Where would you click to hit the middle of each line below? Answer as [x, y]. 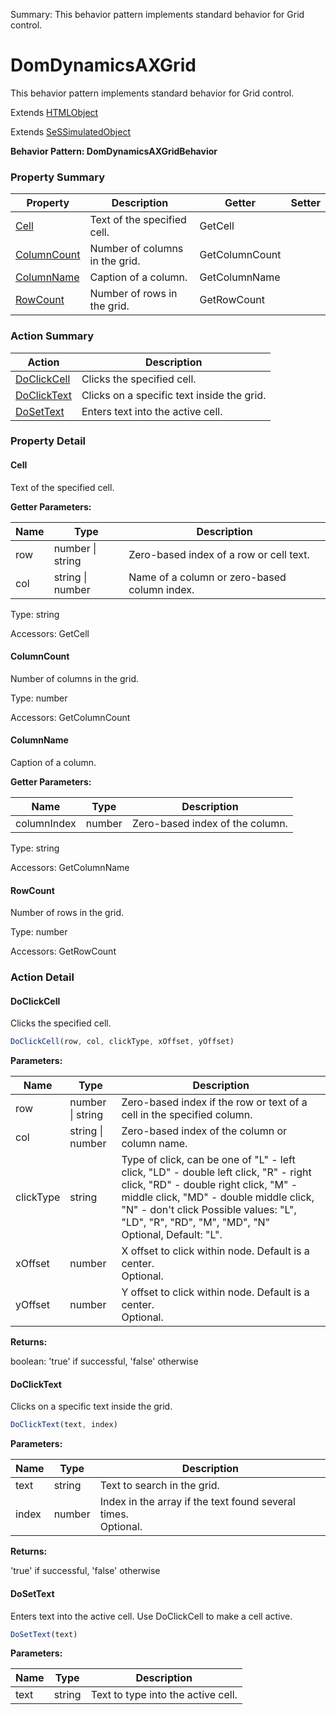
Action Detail [42, 977]
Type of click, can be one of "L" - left [208, 1160]
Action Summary [52, 336]
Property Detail [48, 441]
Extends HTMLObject [54, 112]
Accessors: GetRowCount [63, 951]
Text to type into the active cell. [164, 1695]
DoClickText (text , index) [64, 1425]
